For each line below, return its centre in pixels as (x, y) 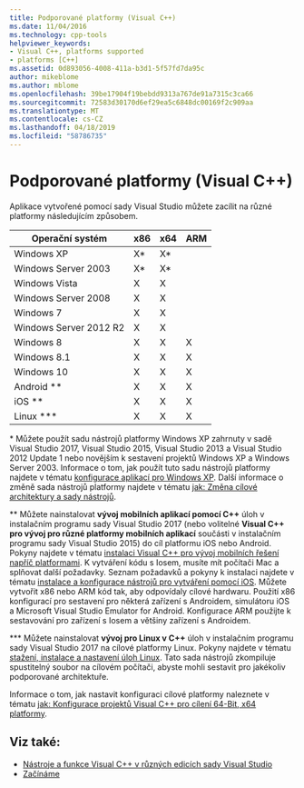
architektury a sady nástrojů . (63, 496)
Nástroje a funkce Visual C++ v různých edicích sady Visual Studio (147, 763)
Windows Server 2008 (62, 298)
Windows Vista (46, 283)
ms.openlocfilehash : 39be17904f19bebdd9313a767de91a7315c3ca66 (132, 94)
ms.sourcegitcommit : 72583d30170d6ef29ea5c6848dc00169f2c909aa (132, 102)
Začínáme (41, 773)
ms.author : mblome (44, 85)
